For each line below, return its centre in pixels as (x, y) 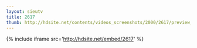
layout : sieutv (25, 11)
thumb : (14, 22)
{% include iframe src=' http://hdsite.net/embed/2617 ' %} (75, 39)
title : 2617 (21, 17)
